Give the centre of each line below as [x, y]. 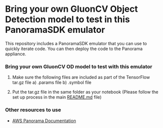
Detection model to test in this [68, 19]
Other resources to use [33, 110]
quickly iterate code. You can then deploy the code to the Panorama [74, 49]
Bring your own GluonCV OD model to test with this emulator [79, 66]
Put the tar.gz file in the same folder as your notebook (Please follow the [85, 92]
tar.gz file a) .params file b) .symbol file [52, 82]
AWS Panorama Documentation [44, 121]
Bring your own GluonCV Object [72, 9]
